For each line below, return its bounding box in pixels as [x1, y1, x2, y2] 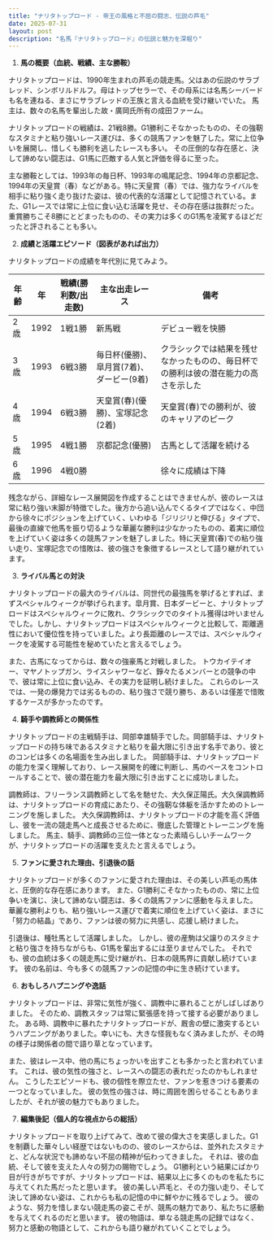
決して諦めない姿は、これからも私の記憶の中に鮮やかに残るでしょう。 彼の [8, 1193, 259, 1203]
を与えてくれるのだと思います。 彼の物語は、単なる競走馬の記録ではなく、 [8, 1213, 258, 1223]
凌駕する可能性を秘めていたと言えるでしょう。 [29, 640, 186, 649]
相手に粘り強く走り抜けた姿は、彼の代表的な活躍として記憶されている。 [8, 191, 250, 201]
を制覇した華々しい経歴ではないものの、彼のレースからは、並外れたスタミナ [8, 1142, 265, 1151]
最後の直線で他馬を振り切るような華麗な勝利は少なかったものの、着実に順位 [8, 523, 265, 533]
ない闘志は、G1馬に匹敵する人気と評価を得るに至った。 [36, 154, 223, 164]
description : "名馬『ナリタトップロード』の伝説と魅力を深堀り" [8, 34, 202, 43]
